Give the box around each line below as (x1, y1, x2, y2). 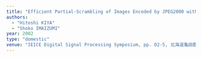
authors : (6, 14, 28, 20)
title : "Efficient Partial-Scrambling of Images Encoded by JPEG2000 (6, 8, 185, 15)
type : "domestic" (6, 36, 50, 42)
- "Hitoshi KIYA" (11, 20, 55, 26)
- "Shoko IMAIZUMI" (11, 25, 61, 31)
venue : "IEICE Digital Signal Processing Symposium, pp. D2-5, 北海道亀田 (6, 42, 194, 48)
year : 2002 (6, 31, 34, 37)
